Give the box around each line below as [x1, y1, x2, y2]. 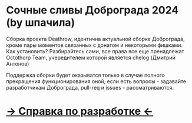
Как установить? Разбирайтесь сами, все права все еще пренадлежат [6, 47, 184, 54]
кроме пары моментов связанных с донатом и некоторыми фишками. [6, 42, 183, 49]
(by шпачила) [6, 16, 75, 29]
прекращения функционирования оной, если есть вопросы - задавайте [6, 77, 187, 85]
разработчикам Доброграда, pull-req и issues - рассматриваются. [6, 84, 174, 91]
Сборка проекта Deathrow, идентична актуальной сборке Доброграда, [6, 35, 185, 42]
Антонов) [6, 60, 29, 67]
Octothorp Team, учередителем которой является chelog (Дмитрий [6, 54, 176, 61]
